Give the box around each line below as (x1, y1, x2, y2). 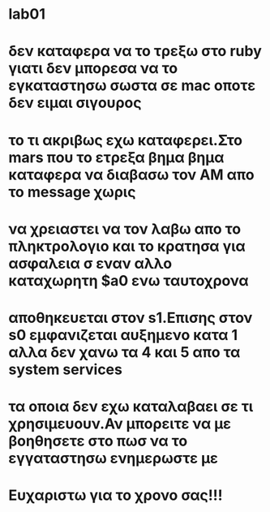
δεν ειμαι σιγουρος (8, 94, 142, 112)
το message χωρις (8, 183, 136, 201)
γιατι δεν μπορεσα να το (8, 59, 178, 78)
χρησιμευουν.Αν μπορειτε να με (8, 415, 232, 433)
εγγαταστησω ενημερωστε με (8, 450, 219, 467)
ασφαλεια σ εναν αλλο (8, 254, 173, 273)
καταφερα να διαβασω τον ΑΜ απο (8, 166, 255, 183)
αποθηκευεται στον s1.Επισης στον (8, 308, 253, 327)
